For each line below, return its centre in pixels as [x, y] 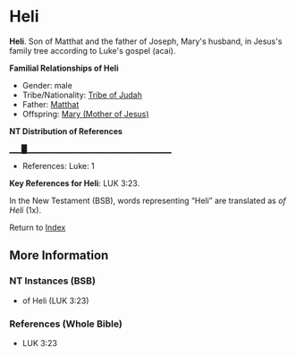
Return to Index [38, 227]
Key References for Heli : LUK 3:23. [75, 183]
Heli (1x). [25, 210]
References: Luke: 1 [59, 165]
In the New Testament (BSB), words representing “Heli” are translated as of [148, 200]
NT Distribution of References [66, 131]
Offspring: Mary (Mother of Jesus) [85, 114]
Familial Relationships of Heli [64, 68]
